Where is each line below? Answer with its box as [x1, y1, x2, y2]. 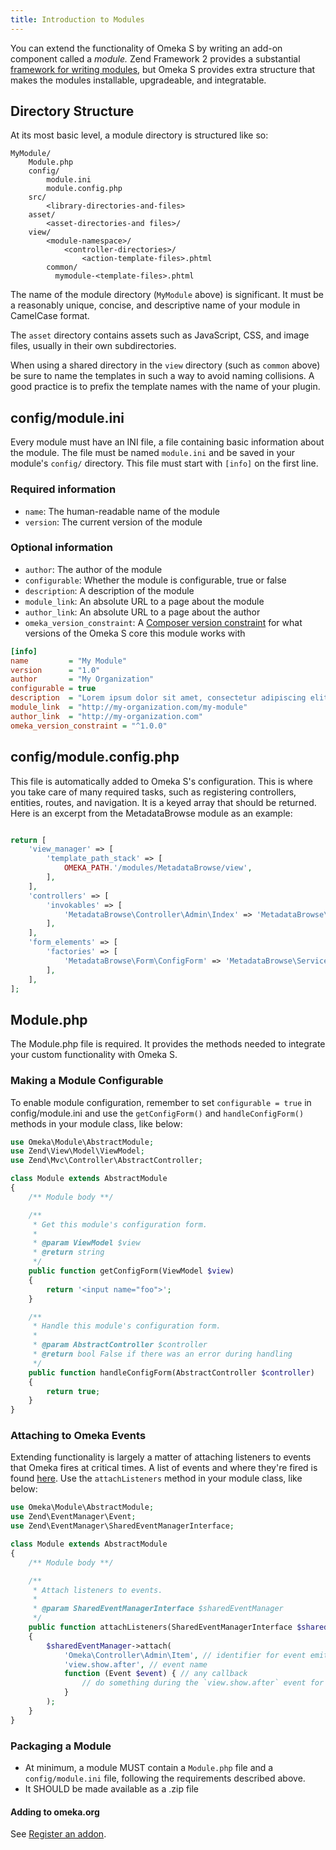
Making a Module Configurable [10, 1074, 164, 1088]
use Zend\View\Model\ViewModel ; [10, 1146, 145, 1156]
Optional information [10, 541, 114, 555]
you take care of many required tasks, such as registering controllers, [10, 786, 297, 798]
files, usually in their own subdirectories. [10, 340, 177, 352]
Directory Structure [10, 103, 135, 120]
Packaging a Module [10, 1739, 112, 1753]
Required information [10, 482, 117, 496]
